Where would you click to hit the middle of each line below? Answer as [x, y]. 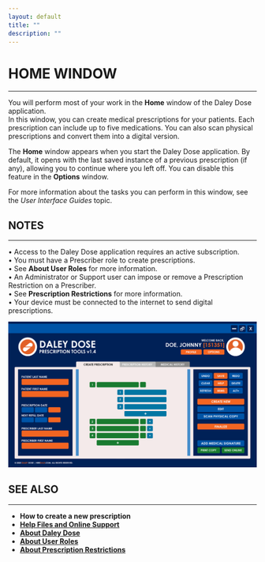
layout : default [35, 17]
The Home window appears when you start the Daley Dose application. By [129, 152]
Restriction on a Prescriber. [52, 285]
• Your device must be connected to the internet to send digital [110, 302]
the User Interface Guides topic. [60, 201]
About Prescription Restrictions [73, 549]
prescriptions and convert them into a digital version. [94, 136]
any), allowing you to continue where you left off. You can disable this [121, 168]
